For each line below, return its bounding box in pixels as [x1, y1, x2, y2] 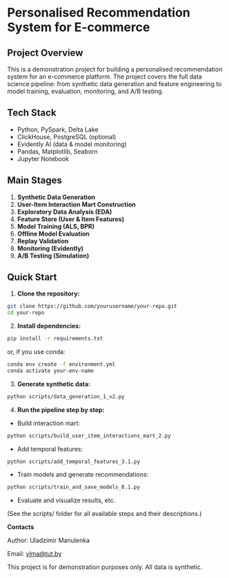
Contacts [7, 523, 34, 531]
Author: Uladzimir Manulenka [7, 536, 90, 545]
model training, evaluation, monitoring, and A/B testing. [7, 87, 164, 95]
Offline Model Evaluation [17, 229, 90, 238]
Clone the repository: [17, 289, 80, 298]
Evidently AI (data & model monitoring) [17, 140, 128, 148]
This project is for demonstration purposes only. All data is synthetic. [7, 563, 203, 571]
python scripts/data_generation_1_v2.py [7, 393, 126, 400]
